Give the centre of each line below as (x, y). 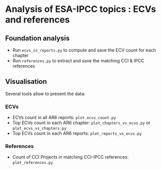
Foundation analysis (37, 38)
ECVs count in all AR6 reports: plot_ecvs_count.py (64, 118)
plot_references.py (33, 163)
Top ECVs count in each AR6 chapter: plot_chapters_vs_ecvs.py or (81, 123)
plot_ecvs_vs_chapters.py (39, 129)
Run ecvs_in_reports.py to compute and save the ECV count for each (84, 50)
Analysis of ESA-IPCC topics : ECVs (81, 9)
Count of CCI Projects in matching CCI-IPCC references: (70, 157)
